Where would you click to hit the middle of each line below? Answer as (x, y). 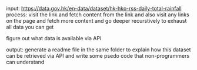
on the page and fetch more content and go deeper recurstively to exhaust (96, 21)
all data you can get (30, 27)
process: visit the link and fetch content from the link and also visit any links (98, 15)
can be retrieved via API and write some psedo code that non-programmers (98, 56)
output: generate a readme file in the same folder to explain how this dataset (98, 50)
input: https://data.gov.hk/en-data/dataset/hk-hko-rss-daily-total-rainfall (94, 8)
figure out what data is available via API (54, 38)
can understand (25, 62)
